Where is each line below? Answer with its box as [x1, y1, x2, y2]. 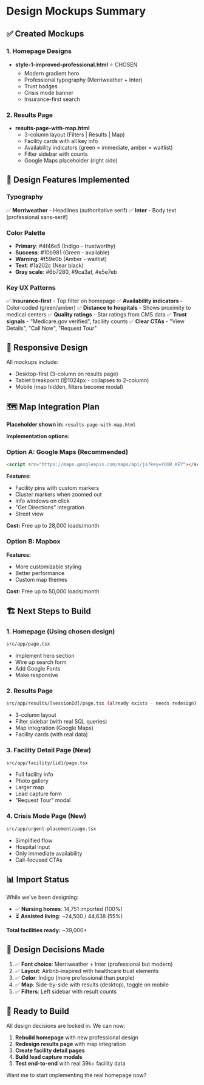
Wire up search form [15, 658, 67, 666]
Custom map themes [15, 576, 68, 583]
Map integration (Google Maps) [15, 724, 94, 731]
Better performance [15, 569, 65, 576]
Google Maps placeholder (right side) [24, 157, 118, 164]
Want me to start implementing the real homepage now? [6, 1072, 147, 1079]
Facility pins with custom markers [15, 484, 100, 492]
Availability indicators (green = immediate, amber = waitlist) [24, 144, 173, 152]
